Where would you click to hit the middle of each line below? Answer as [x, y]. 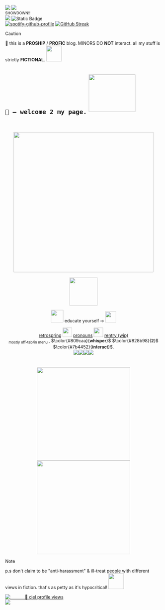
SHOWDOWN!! [18, 13]
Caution [13, 33]
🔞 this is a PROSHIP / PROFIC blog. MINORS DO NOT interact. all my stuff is [83, 43]
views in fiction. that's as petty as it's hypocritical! [56, 587]
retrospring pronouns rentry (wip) [83, 335]
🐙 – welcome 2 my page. [46, 112]
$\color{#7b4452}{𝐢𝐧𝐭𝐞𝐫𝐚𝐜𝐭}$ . [83, 347]
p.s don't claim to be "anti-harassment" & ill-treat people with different [77, 571]
